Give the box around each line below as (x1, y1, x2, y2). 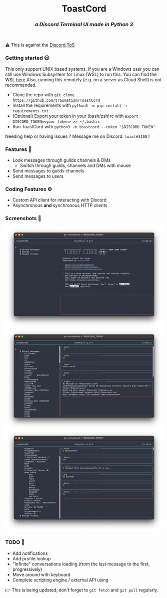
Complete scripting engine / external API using (12, 577, 109, 583)
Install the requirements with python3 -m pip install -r (12, 102, 128, 108)
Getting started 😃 (5, 55, 50, 62)
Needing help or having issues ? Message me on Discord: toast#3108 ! (5, 133, 150, 139)
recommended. (5, 82, 36, 88)
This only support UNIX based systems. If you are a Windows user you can (5, 66, 160, 72)
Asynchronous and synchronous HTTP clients (12, 203, 107, 209)
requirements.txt (12, 108, 49, 113)
